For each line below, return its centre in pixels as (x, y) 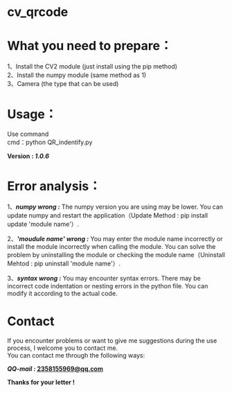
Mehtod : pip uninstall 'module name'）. (64, 263)
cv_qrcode (38, 12)
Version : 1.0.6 (28, 156)
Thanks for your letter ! (41, 382)
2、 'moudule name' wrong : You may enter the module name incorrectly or (115, 239)
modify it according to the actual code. (62, 293)
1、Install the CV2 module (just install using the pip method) (92, 67)
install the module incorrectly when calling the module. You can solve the (111, 246)
